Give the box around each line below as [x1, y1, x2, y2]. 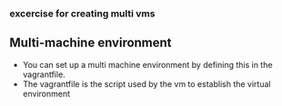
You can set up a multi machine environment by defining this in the [22, 59, 273, 70]
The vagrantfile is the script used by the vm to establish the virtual [22, 78, 271, 89]
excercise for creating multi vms [9, 7, 156, 20]
